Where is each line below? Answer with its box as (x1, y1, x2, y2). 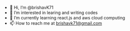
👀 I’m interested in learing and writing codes (9, 10, 98, 15)
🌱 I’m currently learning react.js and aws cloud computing (9, 15, 125, 20)
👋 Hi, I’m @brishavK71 (9, 5, 54, 10)
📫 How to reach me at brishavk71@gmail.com (9, 20, 102, 26)
